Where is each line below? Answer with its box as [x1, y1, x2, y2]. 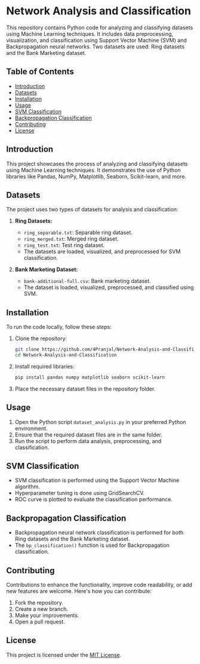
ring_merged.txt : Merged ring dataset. [23, 235, 119, 242]
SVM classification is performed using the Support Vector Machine [14, 477, 180, 484]
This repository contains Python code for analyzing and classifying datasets [6, 24, 193, 31]
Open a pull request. [14, 618, 66, 625]
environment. [14, 425, 48, 432]
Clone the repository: [14, 335, 67, 342]
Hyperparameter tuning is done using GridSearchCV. [14, 490, 145, 497]
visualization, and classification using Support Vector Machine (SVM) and [6, 36, 187, 44]
